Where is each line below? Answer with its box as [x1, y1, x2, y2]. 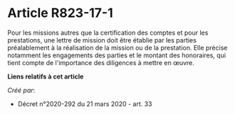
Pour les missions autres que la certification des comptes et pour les [7, 28, 209, 37]
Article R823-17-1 [7, 5, 114, 21]
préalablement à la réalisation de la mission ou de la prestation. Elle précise [7, 43, 228, 52]
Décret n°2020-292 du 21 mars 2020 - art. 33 [17, 99, 152, 108]
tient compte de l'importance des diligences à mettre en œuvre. [7, 58, 194, 67]
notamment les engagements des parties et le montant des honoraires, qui [7, 51, 226, 59]
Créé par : [7, 86, 36, 94]
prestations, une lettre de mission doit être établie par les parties [7, 35, 197, 44]
